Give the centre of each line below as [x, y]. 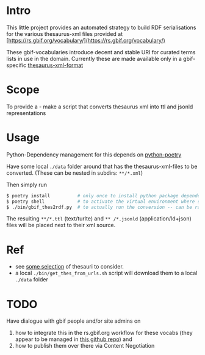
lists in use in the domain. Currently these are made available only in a [94, 58]
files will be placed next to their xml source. [61, 225]
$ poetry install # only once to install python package [92, 195]
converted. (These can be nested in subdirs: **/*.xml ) [75, 173]
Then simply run [27, 185]
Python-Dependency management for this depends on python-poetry [94, 154]
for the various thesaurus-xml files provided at [65, 33]
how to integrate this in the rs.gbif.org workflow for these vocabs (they [104, 333]
